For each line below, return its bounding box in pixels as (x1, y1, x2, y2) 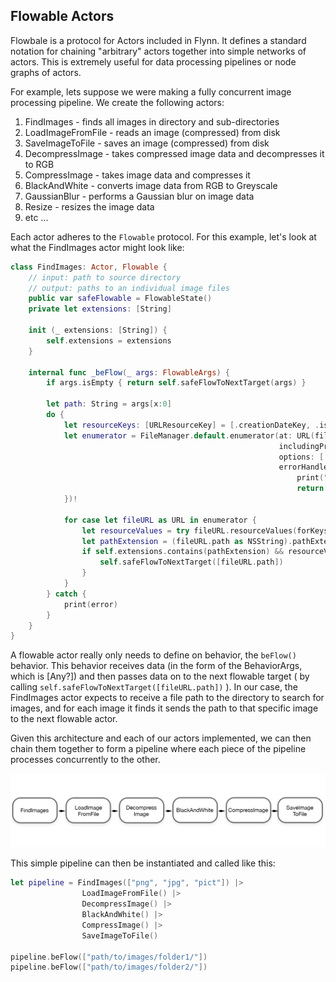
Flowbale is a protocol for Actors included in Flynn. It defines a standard (10, 34, 307, 46)
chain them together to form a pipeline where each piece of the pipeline (10, 743, 307, 755)
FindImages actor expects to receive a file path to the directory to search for (10, 692, 325, 704)
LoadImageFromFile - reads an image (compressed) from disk (24, 126, 281, 138)
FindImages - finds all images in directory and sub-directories (24, 115, 280, 128)
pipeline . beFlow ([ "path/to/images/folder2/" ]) (10, 962, 208, 973)
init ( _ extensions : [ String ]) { (28, 325, 168, 336)
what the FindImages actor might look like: (10, 241, 185, 253)
